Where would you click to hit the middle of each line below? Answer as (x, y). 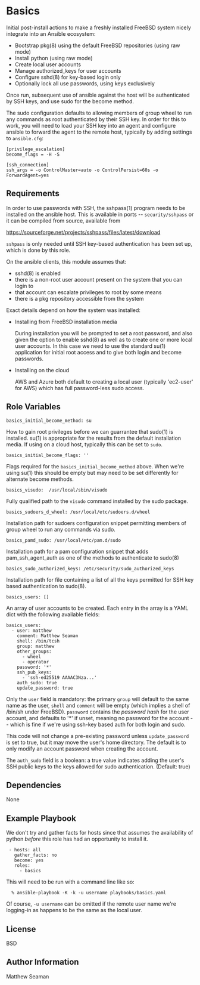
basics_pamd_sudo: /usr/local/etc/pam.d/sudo (63, 540)
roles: (22, 866)
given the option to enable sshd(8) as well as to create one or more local (104, 339)
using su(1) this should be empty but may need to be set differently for (92, 473)
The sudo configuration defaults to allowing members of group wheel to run (99, 113)
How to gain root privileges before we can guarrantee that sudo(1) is (90, 431)
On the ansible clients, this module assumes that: (66, 261)
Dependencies (34, 785)
